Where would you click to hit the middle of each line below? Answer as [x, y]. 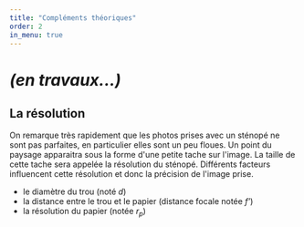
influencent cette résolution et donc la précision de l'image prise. [131, 174]
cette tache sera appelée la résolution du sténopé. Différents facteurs [140, 164]
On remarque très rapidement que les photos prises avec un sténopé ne [145, 135]
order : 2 [26, 26]
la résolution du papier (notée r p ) [84, 212]
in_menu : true [37, 35]
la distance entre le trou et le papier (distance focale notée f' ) [138, 201]
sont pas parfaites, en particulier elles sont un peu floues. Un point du [141, 145]
